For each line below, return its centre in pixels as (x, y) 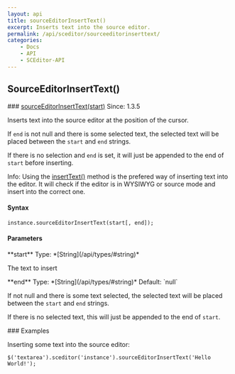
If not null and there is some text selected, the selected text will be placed (115, 295)
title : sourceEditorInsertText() (57, 21)
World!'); (22, 363)
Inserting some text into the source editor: (69, 344)
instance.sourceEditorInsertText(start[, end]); (81, 223)
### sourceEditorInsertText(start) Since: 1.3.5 (74, 106)
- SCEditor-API (43, 60)
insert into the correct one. (47, 191)
